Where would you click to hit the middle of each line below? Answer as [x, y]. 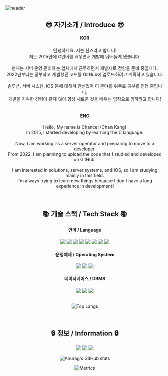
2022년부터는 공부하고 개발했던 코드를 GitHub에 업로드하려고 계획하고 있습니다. [85, 74]
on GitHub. [85, 159]
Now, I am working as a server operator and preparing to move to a [85, 143]
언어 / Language [85, 230]
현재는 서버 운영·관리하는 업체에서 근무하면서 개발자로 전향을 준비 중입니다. [85, 68]
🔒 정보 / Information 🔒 [85, 333]
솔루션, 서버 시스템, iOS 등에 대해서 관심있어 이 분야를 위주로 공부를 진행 [78, 86]
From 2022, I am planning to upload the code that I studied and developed [85, 154]
